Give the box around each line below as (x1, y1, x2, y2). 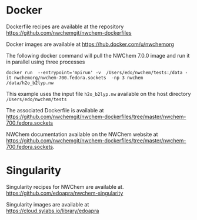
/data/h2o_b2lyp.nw (6, 80, 54, 86)
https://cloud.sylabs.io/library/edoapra (6, 207, 99, 214)
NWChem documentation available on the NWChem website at (6, 131, 158, 138)
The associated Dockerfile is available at (6, 106, 104, 114)
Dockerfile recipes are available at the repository (6, 23, 124, 30)
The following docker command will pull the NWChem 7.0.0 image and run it (6, 52, 190, 59)
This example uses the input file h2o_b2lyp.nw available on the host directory (6, 90, 191, 97)
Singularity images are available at (6, 201, 89, 208)
